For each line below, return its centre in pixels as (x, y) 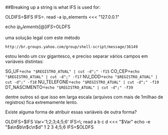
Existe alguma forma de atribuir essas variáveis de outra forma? (71, 112)
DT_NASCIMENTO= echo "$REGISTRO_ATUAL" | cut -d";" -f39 (69, 87)
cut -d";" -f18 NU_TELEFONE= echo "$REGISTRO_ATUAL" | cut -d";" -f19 (82, 82)
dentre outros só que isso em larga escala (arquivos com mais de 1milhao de (84, 97)
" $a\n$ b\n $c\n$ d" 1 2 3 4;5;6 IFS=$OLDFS (50, 127)
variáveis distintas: (25, 61)
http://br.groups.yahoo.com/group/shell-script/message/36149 (71, 47)
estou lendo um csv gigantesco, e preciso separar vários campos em (76, 56)
